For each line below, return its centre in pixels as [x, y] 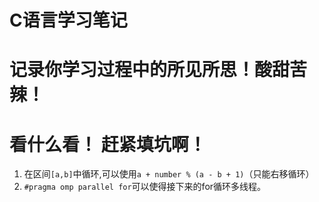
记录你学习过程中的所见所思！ [132, 70]
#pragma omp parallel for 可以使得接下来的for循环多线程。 [145, 187]
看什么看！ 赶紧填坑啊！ [108, 144]
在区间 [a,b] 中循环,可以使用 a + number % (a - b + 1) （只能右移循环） [169, 174]
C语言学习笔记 [68, 20]
